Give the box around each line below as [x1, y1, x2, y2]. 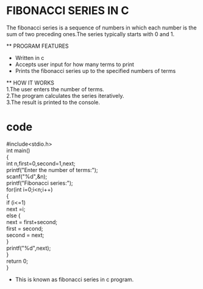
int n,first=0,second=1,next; [6, 160, 76, 167]
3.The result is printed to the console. [6, 99, 101, 106]
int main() [6, 146, 30, 154]
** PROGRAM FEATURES [6, 42, 69, 50]
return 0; [6, 257, 29, 265]
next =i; [6, 205, 26, 212]
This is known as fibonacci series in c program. [15, 276, 134, 283]
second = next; [6, 231, 45, 239]
